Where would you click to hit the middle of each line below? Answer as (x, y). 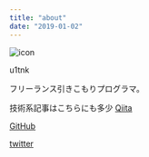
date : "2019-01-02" (46, 26)
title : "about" (38, 18)
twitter (22, 143)
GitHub (23, 126)
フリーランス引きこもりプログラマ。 (77, 88)
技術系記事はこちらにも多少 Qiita (71, 108)
